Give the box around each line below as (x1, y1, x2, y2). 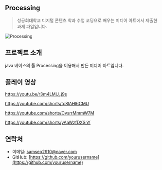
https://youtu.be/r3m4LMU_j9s (5, 91, 67, 97)
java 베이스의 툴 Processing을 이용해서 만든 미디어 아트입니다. (5, 62, 124, 68)
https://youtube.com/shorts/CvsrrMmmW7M (5, 110, 94, 116)
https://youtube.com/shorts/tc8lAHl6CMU (5, 101, 89, 107)
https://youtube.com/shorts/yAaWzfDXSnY (5, 119, 91, 126)
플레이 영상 (5, 78, 36, 87)
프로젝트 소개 (5, 49, 42, 57)
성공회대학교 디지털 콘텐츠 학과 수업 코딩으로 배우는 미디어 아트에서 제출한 (17, 17, 158, 23)
